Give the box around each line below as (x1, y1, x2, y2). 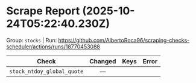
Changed (89, 57, 116, 65)
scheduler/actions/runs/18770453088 (6, 43, 101, 50)
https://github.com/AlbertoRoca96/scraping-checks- (58, 36, 190, 44)
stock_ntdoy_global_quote (9, 67, 84, 75)
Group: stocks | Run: (6, 36, 57, 44)
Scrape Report (6, 4, 80, 18)
